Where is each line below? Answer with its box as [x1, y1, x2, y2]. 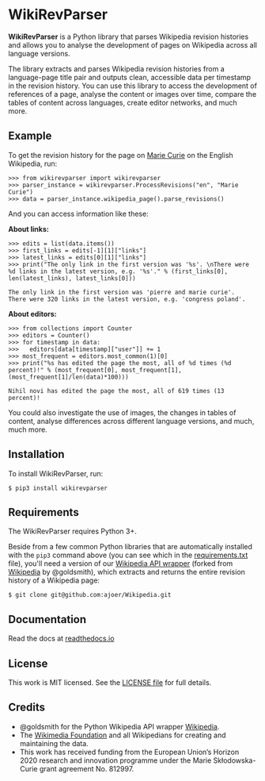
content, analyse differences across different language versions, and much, [8, 416, 255, 425]
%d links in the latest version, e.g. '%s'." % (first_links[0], [8, 267, 228, 275]
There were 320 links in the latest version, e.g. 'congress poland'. [8, 295, 246, 303]
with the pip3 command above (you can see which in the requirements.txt [8, 550, 248, 560]
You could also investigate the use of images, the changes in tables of [8, 407, 237, 417]
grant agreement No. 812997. [39, 764, 134, 773]
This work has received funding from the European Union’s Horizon [19, 747, 240, 756]
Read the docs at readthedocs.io [8, 633, 115, 644]
